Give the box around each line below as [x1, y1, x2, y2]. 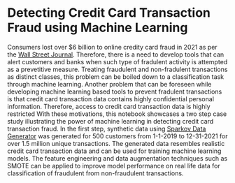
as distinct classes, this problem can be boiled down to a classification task [7, 72, 225, 81]
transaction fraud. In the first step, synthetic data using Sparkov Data [7, 124, 206, 133]
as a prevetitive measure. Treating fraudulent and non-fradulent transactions [7, 65, 228, 73]
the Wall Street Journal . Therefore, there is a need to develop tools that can [7, 50, 225, 59]
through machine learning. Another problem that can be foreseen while [7, 80, 212, 88]
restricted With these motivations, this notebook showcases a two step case [7, 110, 227, 118]
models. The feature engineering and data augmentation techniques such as [7, 154, 228, 162]
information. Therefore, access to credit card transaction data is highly [7, 102, 211, 110]
